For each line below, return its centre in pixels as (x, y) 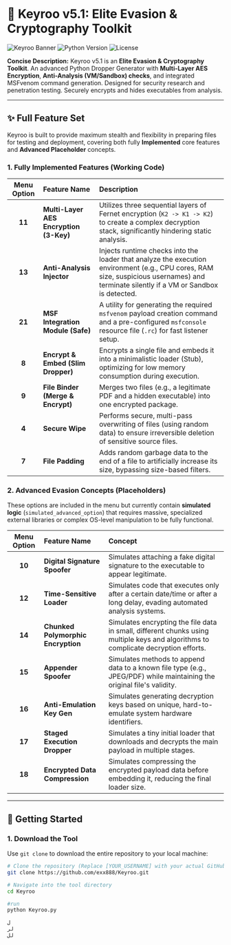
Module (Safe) (67, 331)
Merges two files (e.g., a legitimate (155, 388)
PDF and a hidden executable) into (155, 396)
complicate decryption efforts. (157, 648)
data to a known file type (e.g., (157, 668)
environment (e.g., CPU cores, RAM (156, 268)
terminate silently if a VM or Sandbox (158, 285)
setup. (109, 340)
